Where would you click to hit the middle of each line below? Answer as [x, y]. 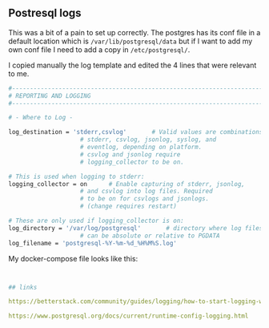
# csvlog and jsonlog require [130, 154]
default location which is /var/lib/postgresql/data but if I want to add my [130, 41]
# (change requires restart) [128, 207]
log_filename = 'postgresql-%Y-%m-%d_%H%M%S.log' [93, 243]
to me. [19, 73]
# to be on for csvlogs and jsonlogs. [145, 199]
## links [23, 287]
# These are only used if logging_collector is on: [96, 221]
